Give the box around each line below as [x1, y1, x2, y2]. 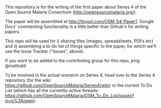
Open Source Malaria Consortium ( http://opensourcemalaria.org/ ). [5, 9, 137, 15]
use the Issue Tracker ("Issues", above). [5, 48, 85, 54]
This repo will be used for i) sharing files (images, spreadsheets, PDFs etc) [5, 38, 154, 44]
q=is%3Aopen [5, 98, 34, 103]
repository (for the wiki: [5, 77, 52, 83]
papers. [5, 29, 20, 34]
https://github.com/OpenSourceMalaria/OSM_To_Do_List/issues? [5, 93, 134, 98]
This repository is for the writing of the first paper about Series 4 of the [5, 4, 146, 10]
